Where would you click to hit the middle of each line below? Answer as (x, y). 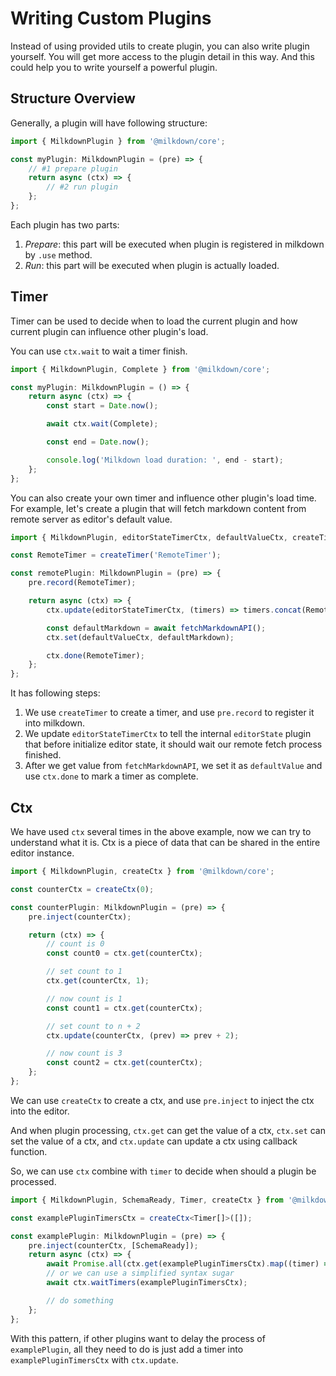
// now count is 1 (84, 998)
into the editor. (40, 1111)
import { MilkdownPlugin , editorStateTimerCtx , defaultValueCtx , (149, 537)
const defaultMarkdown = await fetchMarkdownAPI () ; (156, 628)
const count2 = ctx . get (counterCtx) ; (124, 1063)
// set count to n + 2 (93, 1026)
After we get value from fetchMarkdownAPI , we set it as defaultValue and (173, 766)
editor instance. (42, 853)
